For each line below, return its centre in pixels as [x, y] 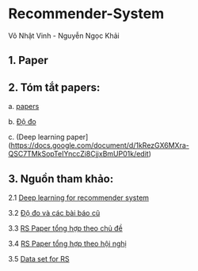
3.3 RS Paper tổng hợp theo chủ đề [65, 228]
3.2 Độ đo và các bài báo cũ [54, 213]
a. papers [24, 107]
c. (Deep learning [36, 137]
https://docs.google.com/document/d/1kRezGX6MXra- [100, 145]
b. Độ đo [23, 122]
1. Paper [29, 60]
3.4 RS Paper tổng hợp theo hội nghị [67, 243]
